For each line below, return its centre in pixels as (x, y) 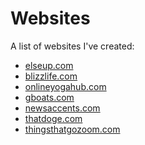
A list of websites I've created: (72, 46)
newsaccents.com (62, 108)
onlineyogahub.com (65, 86)
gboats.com (49, 97)
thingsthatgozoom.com (72, 129)
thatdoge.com (53, 118)
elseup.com (49, 65)
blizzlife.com (51, 76)
